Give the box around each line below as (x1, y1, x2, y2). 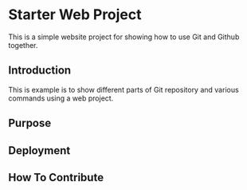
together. (8, 40, 38, 49)
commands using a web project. (8, 93, 114, 103)
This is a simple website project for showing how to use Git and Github (8, 32, 240, 42)
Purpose (8, 117, 52, 130)
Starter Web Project (8, 6, 142, 24)
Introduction (8, 64, 72, 77)
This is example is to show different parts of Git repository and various (8, 85, 239, 94)
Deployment (8, 144, 71, 157)
